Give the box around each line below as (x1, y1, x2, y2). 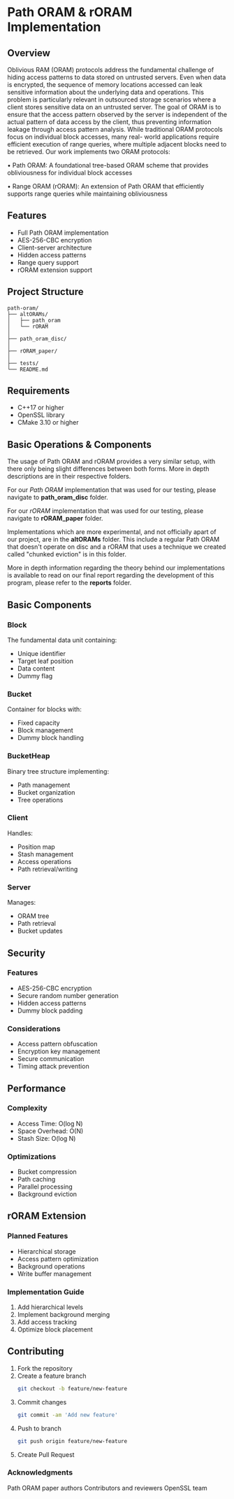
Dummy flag (17, 671, 53, 680)
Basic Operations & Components (7, 439, 152, 451)
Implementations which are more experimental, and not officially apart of (7, 528, 217, 536)
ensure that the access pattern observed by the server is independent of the (7, 110, 228, 118)
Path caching (17, 1175, 56, 1184)
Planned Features (7, 1231, 68, 1241)
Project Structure (7, 286, 84, 298)
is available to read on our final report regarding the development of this (7, 571, 214, 580)
